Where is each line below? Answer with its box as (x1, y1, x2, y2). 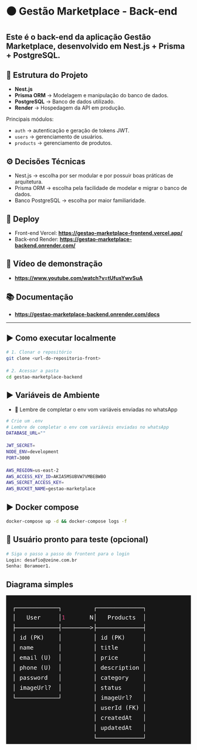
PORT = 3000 (6, 455, 30, 461)
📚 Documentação (6, 292, 73, 302)
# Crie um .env (6, 418, 43, 424)
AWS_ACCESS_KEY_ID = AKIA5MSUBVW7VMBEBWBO (6, 473, 107, 479)
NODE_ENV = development (6, 449, 59, 455)
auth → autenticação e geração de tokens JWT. (14, 127, 130, 134)
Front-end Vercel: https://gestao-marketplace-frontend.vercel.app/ (14, 230, 183, 237)
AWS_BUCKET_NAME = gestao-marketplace (6, 486, 96, 492)
